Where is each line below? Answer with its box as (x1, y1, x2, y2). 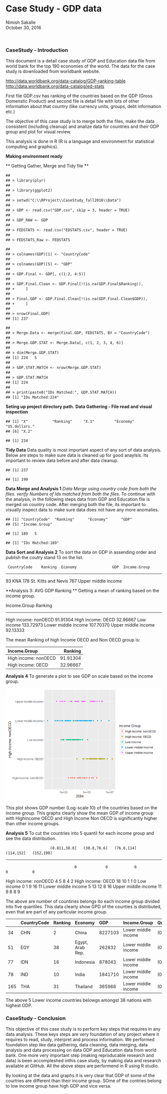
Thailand (74, 983, 93, 989)
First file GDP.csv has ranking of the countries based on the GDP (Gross (5, 93, 153, 99)
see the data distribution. (5, 835, 56, 841)
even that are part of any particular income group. (5, 909, 108, 915)
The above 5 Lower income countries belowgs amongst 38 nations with (5, 997, 152, 1003)
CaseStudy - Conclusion (5, 1015, 66, 1022)
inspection (5, 409, 28, 415)
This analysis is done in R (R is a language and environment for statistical (5, 138, 155, 144)
